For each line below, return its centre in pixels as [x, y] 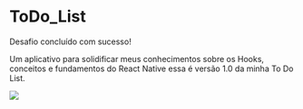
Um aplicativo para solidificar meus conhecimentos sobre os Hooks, [137, 59]
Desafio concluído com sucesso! [70, 41]
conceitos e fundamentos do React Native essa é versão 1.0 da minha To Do [151, 68]
